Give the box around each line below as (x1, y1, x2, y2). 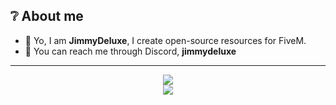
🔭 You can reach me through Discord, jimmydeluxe (24, 45, 237, 57)
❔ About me (10, 8, 84, 25)
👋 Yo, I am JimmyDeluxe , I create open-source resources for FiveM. (24, 34, 307, 46)
